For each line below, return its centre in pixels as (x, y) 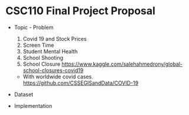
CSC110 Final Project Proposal (81, 11)
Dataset (24, 94)
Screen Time (38, 45)
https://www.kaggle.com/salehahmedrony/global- (122, 64)
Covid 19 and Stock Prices (55, 39)
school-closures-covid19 (53, 70)
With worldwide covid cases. (58, 76)
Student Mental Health (50, 51)
